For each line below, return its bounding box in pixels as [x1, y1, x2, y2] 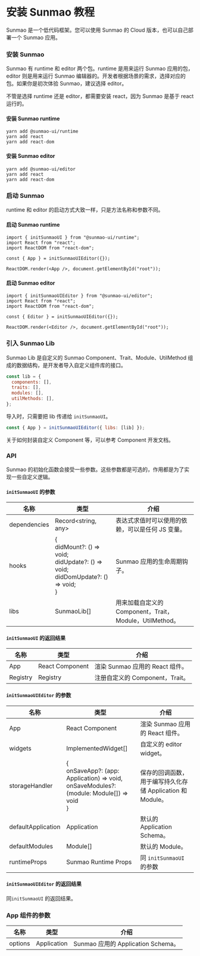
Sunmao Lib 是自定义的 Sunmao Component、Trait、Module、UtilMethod [6, 354, 187, 361]
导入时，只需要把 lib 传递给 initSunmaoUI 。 [6, 413, 111, 420]
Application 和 [148, 786, 187, 795]
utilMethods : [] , [11, 396, 55, 402]
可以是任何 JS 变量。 [127, 526, 186, 534]
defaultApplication [9, 823, 61, 831]
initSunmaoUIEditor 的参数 [6, 692, 71, 699]
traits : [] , [11, 384, 42, 390]
